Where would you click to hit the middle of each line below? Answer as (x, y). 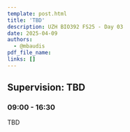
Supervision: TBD (46, 88)
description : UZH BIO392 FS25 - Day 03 (65, 27)
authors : (20, 40)
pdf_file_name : (29, 53)
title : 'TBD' (26, 20)
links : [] (22, 59)
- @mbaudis (29, 46)
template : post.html (37, 14)
